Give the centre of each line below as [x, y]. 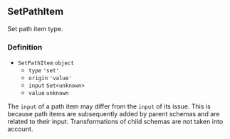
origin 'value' [50, 78]
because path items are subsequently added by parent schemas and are [114, 114]
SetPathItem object [46, 63]
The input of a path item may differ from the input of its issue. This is [109, 106]
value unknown [48, 94]
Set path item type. [35, 28]
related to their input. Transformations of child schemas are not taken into [115, 122]
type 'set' [43, 71]
